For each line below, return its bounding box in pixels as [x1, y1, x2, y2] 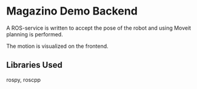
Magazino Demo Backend [6, 4, 138, 18]
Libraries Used [6, 60, 62, 70]
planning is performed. [6, 30, 64, 38]
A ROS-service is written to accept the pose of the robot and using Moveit [6, 24, 192, 31]
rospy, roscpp [6, 76, 41, 83]
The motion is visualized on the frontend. [6, 42, 109, 50]
